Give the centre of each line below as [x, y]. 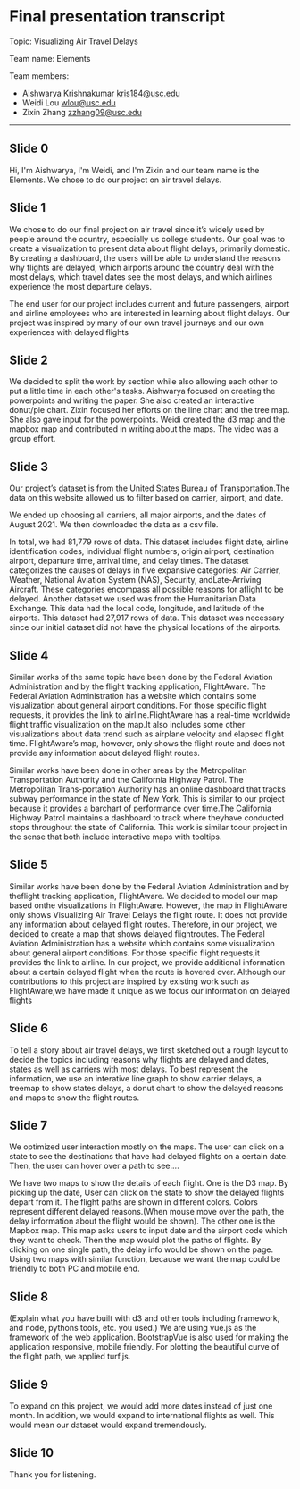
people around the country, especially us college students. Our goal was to [147, 239]
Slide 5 [29, 865]
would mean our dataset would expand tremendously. [108, 1425]
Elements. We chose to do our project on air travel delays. [116, 180]
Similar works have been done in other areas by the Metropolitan [128, 770]
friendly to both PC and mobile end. [75, 1269]
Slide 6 [29, 1028]
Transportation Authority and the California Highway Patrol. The [126, 780]
